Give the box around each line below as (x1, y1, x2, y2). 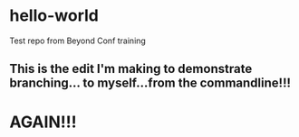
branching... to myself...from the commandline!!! (9, 76, 292, 91)
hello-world (9, 5, 100, 26)
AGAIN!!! (9, 112, 77, 132)
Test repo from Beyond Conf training (9, 35, 147, 46)
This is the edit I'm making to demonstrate (9, 61, 253, 77)
